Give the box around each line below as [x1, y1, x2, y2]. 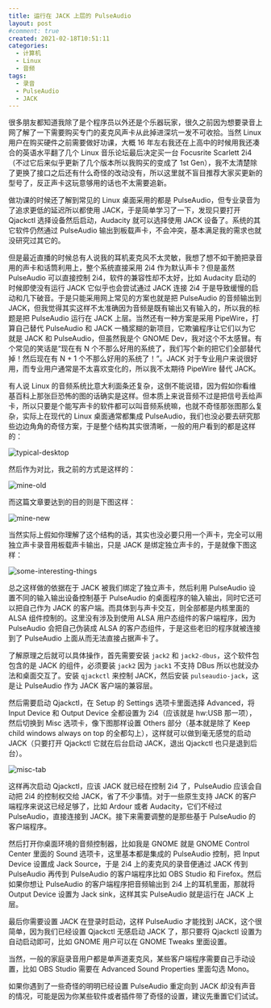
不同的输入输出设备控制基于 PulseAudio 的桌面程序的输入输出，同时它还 [15, 593, 255, 603]
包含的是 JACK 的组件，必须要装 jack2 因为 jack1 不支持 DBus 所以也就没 [8, 661, 252, 670]
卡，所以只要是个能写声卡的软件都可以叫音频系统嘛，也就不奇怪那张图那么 [8, 401, 256, 411]
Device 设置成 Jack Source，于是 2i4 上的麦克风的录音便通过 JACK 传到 [8, 859, 248, 869]
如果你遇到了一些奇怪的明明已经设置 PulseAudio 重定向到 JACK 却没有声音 [8, 981, 256, 991]
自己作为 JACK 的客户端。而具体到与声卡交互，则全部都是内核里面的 [22, 603, 250, 613]
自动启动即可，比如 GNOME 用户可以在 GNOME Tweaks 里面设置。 [8, 937, 231, 947]
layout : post [8, 19, 52, 27]
